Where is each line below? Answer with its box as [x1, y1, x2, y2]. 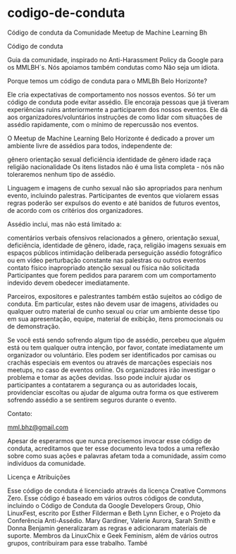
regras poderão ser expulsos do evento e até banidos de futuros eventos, [7, 199, 221, 207]
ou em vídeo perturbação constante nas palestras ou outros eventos [7, 256, 206, 264]
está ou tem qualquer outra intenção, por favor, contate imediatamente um [7, 343, 223, 352]
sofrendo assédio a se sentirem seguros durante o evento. [7, 395, 178, 404]
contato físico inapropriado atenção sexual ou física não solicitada [7, 263, 199, 272]
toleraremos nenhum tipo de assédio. [7, 170, 116, 178]
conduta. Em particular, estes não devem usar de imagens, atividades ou [7, 300, 218, 308]
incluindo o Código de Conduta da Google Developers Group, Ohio [7, 501, 201, 510]
